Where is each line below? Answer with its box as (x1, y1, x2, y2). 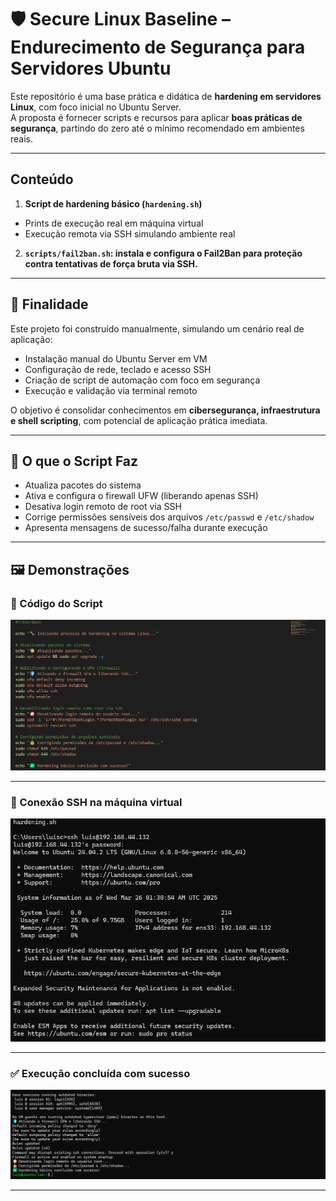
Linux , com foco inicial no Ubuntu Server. (10, 101, 182, 113)
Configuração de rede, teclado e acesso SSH (24, 363, 212, 375)
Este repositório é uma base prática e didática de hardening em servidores (10, 90, 322, 102)
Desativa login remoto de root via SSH (24, 501, 182, 513)
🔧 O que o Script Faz (10, 452, 139, 470)
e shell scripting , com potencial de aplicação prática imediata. (10, 414, 268, 426)
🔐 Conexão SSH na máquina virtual (10, 795, 183, 809)
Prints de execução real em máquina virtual (24, 217, 204, 229)
